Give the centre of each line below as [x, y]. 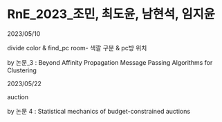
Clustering [22, 70]
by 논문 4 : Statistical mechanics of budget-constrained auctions [99, 111]
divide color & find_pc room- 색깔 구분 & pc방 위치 [77, 48]
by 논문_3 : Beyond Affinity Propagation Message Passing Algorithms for [110, 62]
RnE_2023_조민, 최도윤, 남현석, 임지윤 [111, 14]
